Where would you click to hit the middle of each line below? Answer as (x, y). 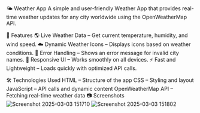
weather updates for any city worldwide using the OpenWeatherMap (103, 17)
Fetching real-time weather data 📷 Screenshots (65, 95)
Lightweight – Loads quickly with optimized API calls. (72, 68)
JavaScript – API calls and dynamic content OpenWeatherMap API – (90, 89)
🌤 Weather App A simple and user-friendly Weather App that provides (94, 8)
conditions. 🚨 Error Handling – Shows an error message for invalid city (93, 53)
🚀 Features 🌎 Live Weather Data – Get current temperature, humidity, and (97, 35)
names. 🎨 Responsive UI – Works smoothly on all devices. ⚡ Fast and (91, 59)
